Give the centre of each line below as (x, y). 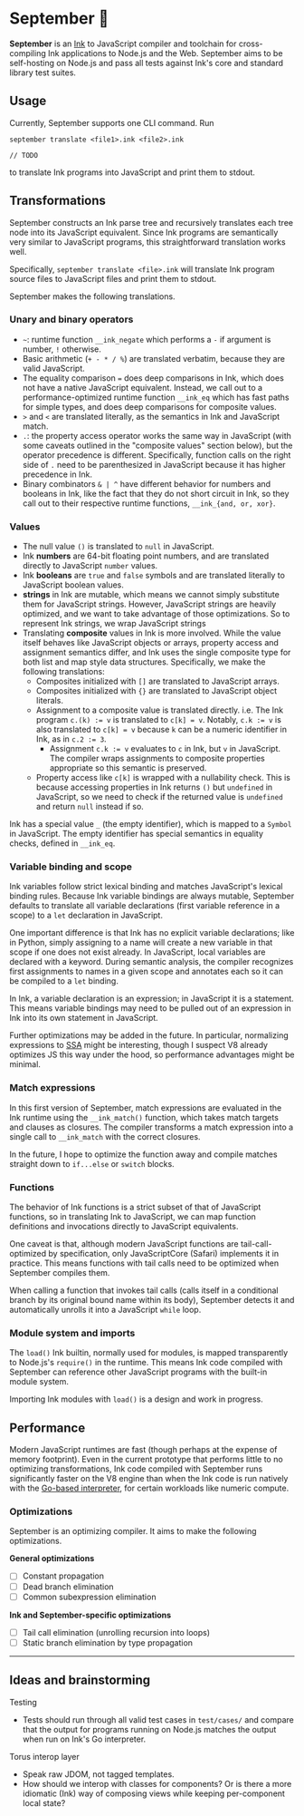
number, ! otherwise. (62, 349)
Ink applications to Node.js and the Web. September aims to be (166, 53)
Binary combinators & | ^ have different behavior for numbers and (147, 483)
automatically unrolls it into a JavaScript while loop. (105, 1310)
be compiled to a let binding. (64, 981)
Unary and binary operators (71, 319)
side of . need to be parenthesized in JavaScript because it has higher (154, 464)
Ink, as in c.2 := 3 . (71, 739)
